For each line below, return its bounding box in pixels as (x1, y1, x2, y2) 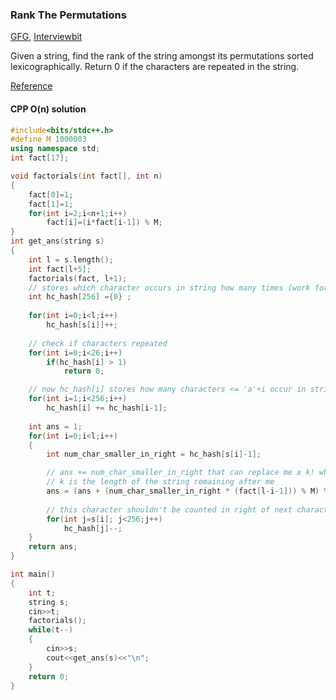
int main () (10, 569, 56, 579)
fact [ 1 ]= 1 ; (28, 199, 74, 209)
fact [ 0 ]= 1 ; (28, 189, 74, 200)
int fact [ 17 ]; (10, 153, 70, 163)
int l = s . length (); (28, 254, 114, 265)
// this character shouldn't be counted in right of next (46, 504, 293, 515)
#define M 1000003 (10, 134, 87, 145)
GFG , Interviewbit (10, 31, 83, 43)
